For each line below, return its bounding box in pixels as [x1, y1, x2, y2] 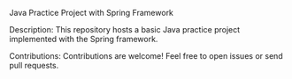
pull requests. [9, 61, 59, 70]
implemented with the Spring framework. [9, 34, 158, 44]
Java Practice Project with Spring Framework [9, 8, 174, 18]
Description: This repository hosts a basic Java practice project [9, 25, 241, 34]
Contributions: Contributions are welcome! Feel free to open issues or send [9, 51, 283, 61]
